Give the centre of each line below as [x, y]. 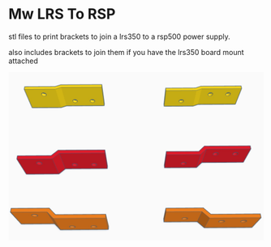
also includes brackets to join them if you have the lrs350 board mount [127, 52]
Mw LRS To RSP [62, 14]
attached [23, 61]
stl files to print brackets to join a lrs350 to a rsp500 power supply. [119, 36]
